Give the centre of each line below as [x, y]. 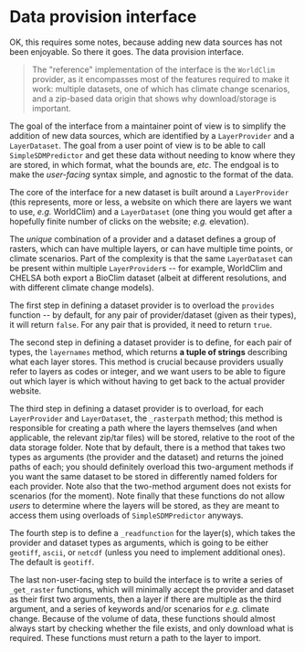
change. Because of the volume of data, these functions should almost [142, 618]
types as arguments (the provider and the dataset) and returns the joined [147, 457]
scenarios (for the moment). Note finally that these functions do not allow [147, 496]
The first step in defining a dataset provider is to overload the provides [142, 305]
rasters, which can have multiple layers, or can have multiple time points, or [152, 248]
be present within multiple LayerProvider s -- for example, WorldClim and [146, 268]
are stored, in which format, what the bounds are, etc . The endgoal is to [144, 164]
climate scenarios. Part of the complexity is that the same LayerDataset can [151, 258]
